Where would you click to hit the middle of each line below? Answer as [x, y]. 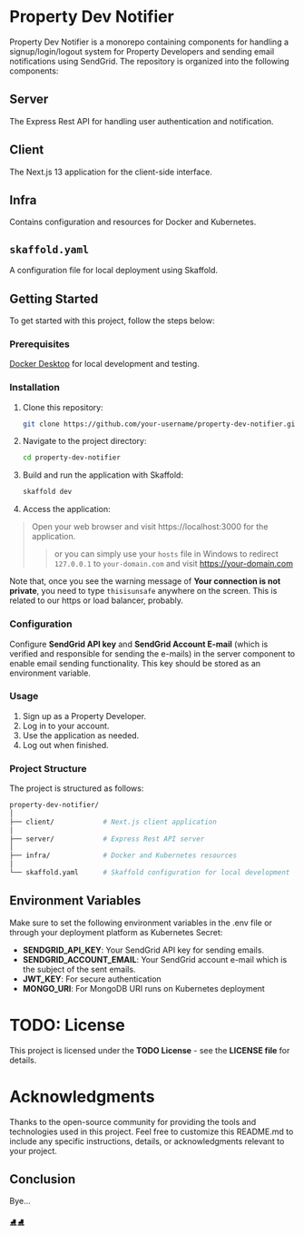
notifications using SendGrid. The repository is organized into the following [149, 61]
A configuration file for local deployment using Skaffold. [114, 271]
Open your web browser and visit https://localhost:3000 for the [150, 527]
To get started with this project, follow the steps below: [112, 321]
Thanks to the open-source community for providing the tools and [133, 1121]
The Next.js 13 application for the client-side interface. [111, 172]
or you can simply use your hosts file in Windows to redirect [166, 554]
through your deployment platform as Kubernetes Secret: [116, 932]
